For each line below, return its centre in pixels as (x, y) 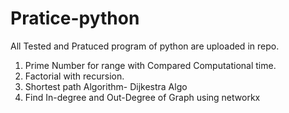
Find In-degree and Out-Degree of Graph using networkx (142, 97)
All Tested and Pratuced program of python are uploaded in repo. (145, 46)
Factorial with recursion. (74, 76)
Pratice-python (75, 18)
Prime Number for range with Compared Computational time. (150, 65)
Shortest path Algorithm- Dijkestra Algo (106, 86)
